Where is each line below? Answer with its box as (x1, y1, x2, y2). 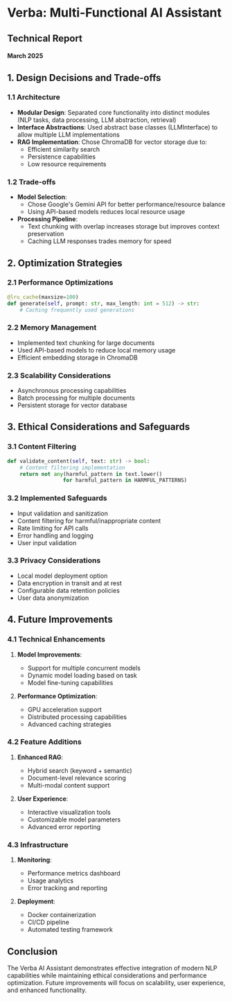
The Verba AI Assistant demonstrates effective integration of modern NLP (7, 964, 218, 972)
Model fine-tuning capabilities (27, 678, 114, 686)
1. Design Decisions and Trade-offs (7, 71, 161, 84)
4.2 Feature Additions (7, 737, 82, 747)
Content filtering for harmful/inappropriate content (17, 516, 161, 524)
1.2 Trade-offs (7, 177, 56, 186)
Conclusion (7, 946, 58, 957)
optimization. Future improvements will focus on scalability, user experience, (7, 978, 226, 986)
